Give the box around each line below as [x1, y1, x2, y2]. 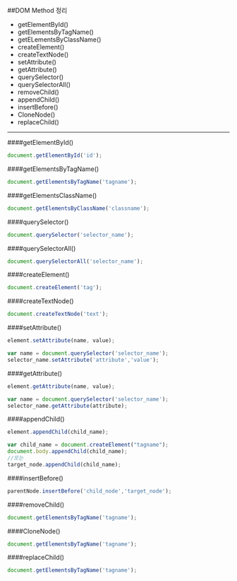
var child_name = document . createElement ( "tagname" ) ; [7, 441, 169, 449]
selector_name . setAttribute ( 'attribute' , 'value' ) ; [7, 356, 159, 363]
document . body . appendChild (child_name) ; [7, 448, 128, 455]
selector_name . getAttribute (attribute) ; [7, 402, 128, 409]
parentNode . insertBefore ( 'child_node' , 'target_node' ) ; [7, 487, 172, 495]
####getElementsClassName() [7, 191, 97, 199]
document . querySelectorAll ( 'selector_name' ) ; [7, 257, 143, 265]
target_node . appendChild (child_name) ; [7, 461, 121, 468]
